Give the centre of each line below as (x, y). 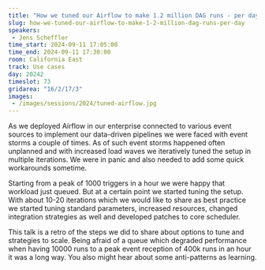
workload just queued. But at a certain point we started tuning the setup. (126, 192)
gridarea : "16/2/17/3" (45, 89)
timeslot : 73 (30, 81)
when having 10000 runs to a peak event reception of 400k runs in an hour (130, 249)
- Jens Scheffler (40, 37)
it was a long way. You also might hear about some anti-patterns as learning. (132, 257)
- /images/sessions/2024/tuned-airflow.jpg (84, 103)
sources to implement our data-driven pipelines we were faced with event (128, 134)
